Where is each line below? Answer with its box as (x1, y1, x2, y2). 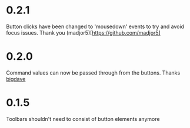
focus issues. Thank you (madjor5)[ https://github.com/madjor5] (6, 29, 161, 36)
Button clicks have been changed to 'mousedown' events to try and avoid (6, 23, 184, 30)
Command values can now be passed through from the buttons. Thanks (6, 69, 181, 76)
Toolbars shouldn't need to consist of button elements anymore (6, 115, 160, 122)
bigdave (6, 75, 26, 82)
